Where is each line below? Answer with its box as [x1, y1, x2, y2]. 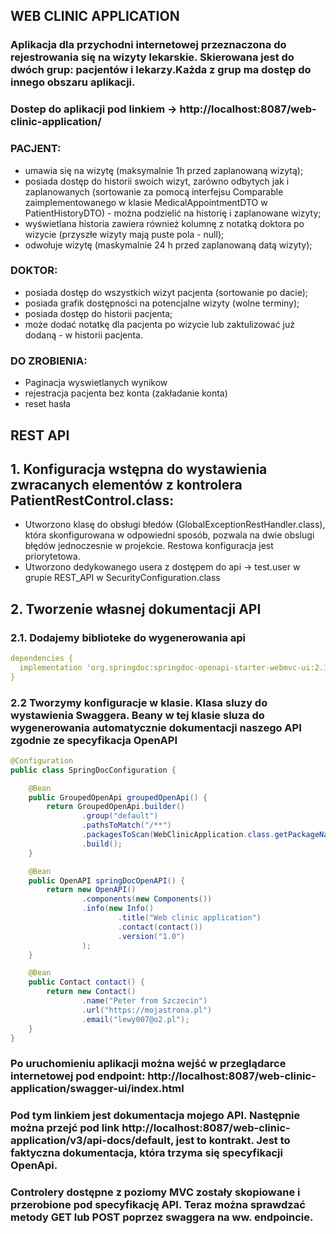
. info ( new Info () [81, 904, 155, 914]
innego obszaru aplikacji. [10, 75, 136, 89]
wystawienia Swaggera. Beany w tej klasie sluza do [10, 708, 265, 722]
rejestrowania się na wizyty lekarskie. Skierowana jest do [10, 50, 295, 64]
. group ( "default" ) [81, 811, 159, 821]
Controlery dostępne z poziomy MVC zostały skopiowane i [10, 1185, 301, 1199]
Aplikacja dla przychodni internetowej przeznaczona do [10, 38, 287, 52]
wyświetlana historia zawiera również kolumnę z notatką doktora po [24, 217, 305, 229]
